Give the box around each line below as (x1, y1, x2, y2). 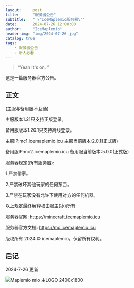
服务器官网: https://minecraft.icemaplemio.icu (5, 214, 100, 220)
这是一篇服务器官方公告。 (5, 74, 59, 81)
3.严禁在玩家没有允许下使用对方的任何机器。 (5, 192, 98, 198)
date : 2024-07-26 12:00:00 (5, 21, 76, 27)
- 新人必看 (14, 50, 35, 55)
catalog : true (5, 36, 36, 41)
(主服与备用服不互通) (5, 106, 49, 112)
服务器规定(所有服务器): (5, 160, 55, 166)
